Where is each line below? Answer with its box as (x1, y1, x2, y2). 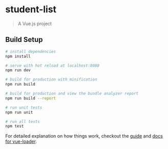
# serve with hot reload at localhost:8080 (5, 63, 100, 68)
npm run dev (5, 68, 31, 73)
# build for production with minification (5, 77, 97, 82)
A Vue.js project (17, 20, 52, 27)
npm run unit (5, 110, 33, 115)
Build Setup (5, 35, 43, 44)
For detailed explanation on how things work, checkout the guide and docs (5, 133, 163, 139)
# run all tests (5, 119, 40, 124)
